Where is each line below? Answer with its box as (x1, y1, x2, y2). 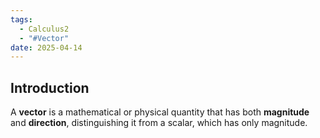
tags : (10, 14, 33, 25)
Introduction (10, 79, 90, 96)
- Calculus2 (19, 24, 70, 34)
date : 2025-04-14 (10, 42, 83, 53)
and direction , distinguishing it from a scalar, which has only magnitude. (10, 117, 308, 129)
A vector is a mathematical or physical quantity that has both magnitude (10, 106, 310, 118)
